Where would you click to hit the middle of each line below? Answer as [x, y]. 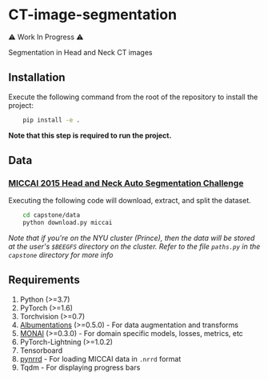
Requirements [44, 280]
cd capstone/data [52, 215]
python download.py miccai [68, 223]
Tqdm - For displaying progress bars [80, 367]
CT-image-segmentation [93, 15]
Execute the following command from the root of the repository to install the [133, 97]
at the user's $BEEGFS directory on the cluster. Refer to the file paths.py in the [134, 246]
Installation [37, 78]
